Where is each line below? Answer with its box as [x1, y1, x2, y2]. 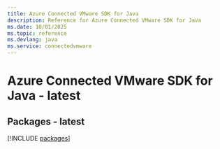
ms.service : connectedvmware [7, 43, 92, 50]
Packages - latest [7, 115, 85, 127]
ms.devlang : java [7, 36, 58, 43]
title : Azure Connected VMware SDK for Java [7, 10, 139, 17]
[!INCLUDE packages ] [7, 134, 71, 142]
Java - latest [7, 88, 81, 104]
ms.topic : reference [7, 29, 68, 37]
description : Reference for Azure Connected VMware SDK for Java [7, 17, 201, 24]
